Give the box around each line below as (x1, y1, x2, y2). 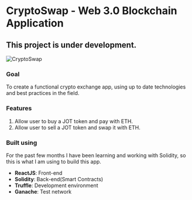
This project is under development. (6, 40, 137, 50)
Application (6, 16, 64, 30)
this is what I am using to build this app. (6, 158, 101, 165)
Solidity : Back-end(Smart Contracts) (14, 175, 104, 182)
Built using (6, 138, 37, 147)
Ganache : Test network (14, 188, 72, 195)
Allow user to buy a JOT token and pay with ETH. (14, 117, 133, 124)
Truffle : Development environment (14, 182, 98, 189)
